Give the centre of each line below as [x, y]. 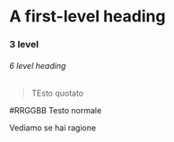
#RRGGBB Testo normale [56, 111]
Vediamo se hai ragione [53, 128]
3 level [24, 45]
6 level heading [38, 65]
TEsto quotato [57, 93]
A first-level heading [87, 17]
